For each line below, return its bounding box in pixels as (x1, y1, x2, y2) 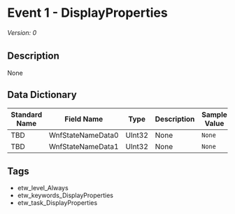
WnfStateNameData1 (48, 141, 119, 151)
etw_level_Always (17, 184, 69, 192)
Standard (10, 110, 43, 120)
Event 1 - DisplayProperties (7, 5, 168, 21)
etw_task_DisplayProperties (17, 199, 98, 207)
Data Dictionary (7, 89, 77, 101)
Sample (201, 110, 227, 120)
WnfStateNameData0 (48, 130, 119, 140)
